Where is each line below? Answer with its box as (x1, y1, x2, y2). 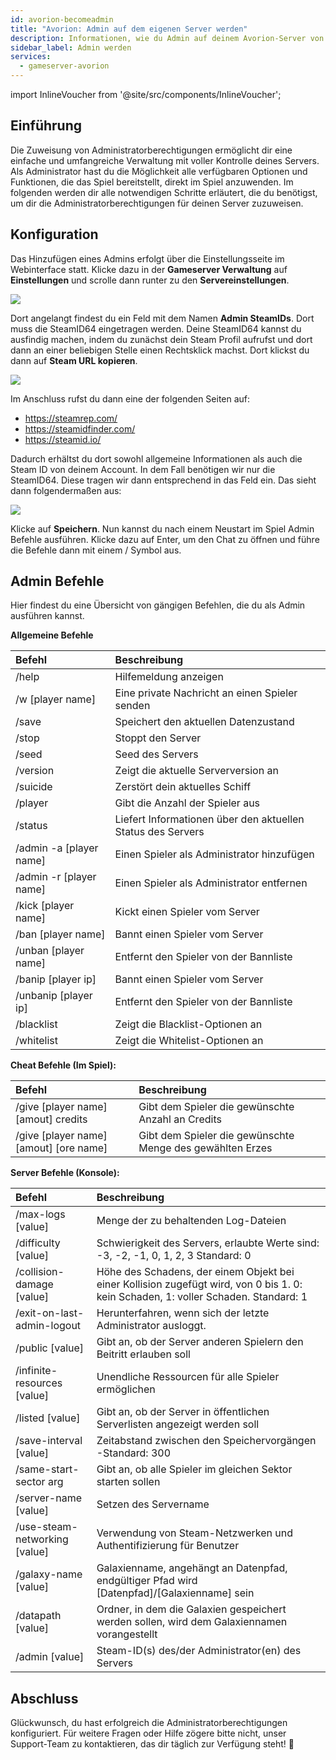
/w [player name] (15, 692, 97, 706)
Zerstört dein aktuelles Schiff (114, 780, 252, 794)
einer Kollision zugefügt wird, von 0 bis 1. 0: (96, 1277, 303, 1291)
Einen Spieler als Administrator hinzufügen (114, 847, 315, 861)
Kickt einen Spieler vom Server (114, 905, 260, 919)
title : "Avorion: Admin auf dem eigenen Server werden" (10, 24, 248, 34)
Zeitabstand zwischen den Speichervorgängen (96, 1434, 317, 1448)
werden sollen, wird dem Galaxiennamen (96, 1615, 288, 1629)
